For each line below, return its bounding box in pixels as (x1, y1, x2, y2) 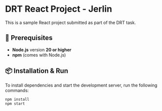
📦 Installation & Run (5, 67, 69, 75)
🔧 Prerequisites (5, 34, 53, 42)
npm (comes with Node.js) (12, 52, 66, 58)
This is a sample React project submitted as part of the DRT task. (5, 20, 136, 25)
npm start (5, 101, 25, 106)
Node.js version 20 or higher (12, 46, 72, 52)
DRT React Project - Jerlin (5, 3, 113, 15)
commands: (5, 87, 29, 93)
